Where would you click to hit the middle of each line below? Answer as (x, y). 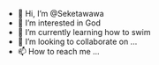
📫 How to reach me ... (58, 51)
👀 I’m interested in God (59, 23)
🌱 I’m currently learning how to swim (84, 32)
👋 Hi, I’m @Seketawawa (61, 14)
